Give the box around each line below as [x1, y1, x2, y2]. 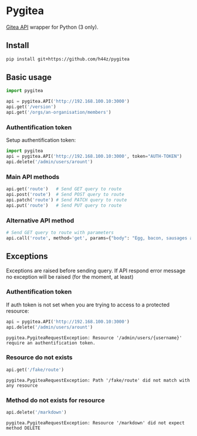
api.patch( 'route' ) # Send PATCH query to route [6, 197, 127, 203]
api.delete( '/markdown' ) [6, 410, 67, 415]
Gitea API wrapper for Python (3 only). [6, 23, 98, 31]
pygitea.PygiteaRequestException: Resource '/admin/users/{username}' [6, 334, 182, 341]
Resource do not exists [6, 353, 73, 361]
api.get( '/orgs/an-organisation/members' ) [6, 110, 111, 116]
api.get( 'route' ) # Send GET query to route [6, 186, 122, 192]
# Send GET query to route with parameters [6, 229, 114, 235]
